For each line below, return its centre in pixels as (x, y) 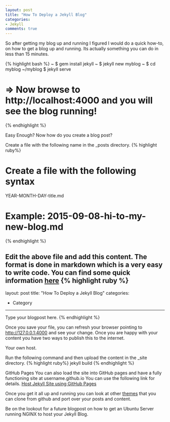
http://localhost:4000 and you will (79, 101)
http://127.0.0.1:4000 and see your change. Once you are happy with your (82, 332)
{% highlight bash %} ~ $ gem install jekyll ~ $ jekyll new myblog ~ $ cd (80, 64)
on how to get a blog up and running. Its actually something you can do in (82, 49)
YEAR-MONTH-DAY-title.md (35, 196)
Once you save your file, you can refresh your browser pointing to (74, 327)
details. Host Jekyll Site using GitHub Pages (51, 383)
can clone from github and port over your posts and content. (68, 399)
